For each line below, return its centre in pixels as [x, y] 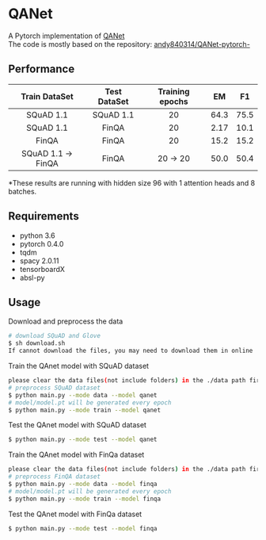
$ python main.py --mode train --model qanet [84, 410]
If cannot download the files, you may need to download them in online [131, 351]
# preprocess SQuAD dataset [55, 388]
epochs [174, 101]
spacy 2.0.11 [39, 260]
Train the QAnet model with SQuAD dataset [78, 366]
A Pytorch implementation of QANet [66, 36]
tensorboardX [42, 269]
